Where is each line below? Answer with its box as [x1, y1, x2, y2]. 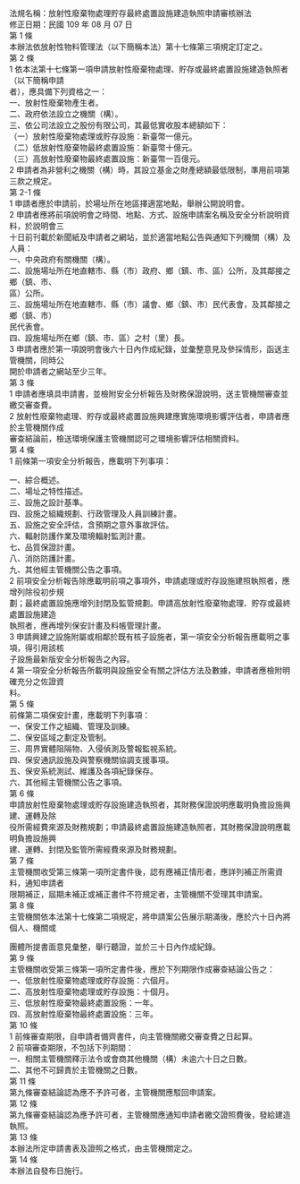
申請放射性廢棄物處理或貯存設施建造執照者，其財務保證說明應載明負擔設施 [9, 800, 283, 810]
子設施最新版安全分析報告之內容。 [9, 654, 135, 665]
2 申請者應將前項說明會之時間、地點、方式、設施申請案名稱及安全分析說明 [9, 210, 283, 219]
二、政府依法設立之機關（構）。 [9, 108, 123, 119]
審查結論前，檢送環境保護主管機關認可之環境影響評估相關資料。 [9, 433, 244, 443]
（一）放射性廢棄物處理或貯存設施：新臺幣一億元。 [9, 131, 197, 142]
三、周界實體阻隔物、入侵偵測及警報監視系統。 [9, 743, 181, 754]
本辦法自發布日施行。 [9, 1165, 87, 1176]
